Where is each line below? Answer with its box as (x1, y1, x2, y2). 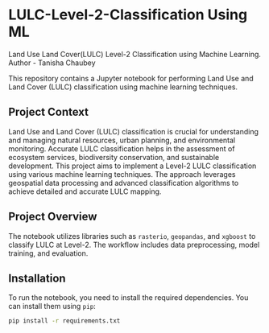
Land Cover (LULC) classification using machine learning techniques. (8, 82, 238, 92)
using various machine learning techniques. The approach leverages (8, 169, 236, 179)
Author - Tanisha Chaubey (8, 58, 96, 68)
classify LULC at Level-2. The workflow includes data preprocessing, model (8, 240, 260, 249)
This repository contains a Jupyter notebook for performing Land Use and (8, 73, 254, 83)
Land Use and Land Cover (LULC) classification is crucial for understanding (8, 126, 259, 136)
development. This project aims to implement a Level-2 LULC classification (8, 161, 257, 171)
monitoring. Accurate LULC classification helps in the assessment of (8, 143, 235, 154)
